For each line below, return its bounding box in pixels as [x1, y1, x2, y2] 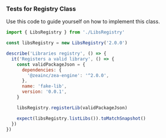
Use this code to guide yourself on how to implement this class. [6, 18, 160, 25]
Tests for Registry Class [6, 5, 77, 13]
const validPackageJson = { [16, 61, 85, 68]
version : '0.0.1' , [21, 89, 67, 95]
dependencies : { [21, 67, 62, 73]
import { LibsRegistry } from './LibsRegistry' [6, 29, 125, 35]
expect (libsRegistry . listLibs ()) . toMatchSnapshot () [16, 115, 146, 122]
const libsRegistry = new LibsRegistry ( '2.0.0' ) [6, 40, 128, 46]
